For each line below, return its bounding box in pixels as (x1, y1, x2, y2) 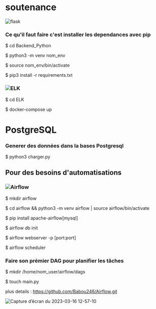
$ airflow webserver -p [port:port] (5, 234, 76, 240)
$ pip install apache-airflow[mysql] (5, 215, 79, 221)
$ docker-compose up (5, 106, 52, 112)
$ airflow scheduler (5, 244, 46, 251)
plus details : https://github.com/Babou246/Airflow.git (5, 289, 118, 294)
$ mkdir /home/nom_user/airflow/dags (5, 269, 86, 274)
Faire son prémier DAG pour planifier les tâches (5, 257, 124, 264)
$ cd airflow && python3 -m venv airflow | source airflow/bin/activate (5, 205, 149, 211)
